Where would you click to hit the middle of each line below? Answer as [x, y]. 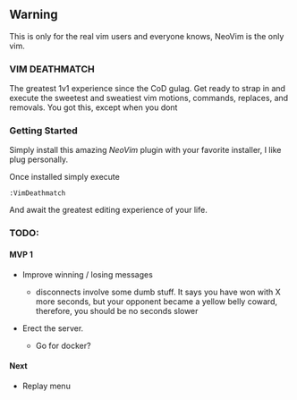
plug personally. [39, 159]
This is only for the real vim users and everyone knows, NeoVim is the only [147, 36]
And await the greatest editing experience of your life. [108, 210]
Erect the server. [53, 328]
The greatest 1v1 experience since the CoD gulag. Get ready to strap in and [148, 89]
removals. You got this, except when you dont [93, 107]
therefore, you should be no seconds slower [117, 311]
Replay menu [47, 386]
